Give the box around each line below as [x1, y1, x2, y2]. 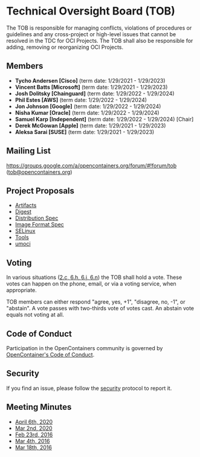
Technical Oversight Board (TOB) [6, 4, 175, 18]
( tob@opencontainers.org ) [6, 168, 73, 176]
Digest [15, 208, 32, 216]
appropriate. [6, 287, 37, 294]
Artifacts [15, 202, 37, 209]
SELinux [15, 228, 36, 235]
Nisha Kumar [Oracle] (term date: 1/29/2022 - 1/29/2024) [15, 109, 160, 116]
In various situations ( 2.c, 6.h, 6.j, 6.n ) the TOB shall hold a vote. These [6, 273, 182, 281]
